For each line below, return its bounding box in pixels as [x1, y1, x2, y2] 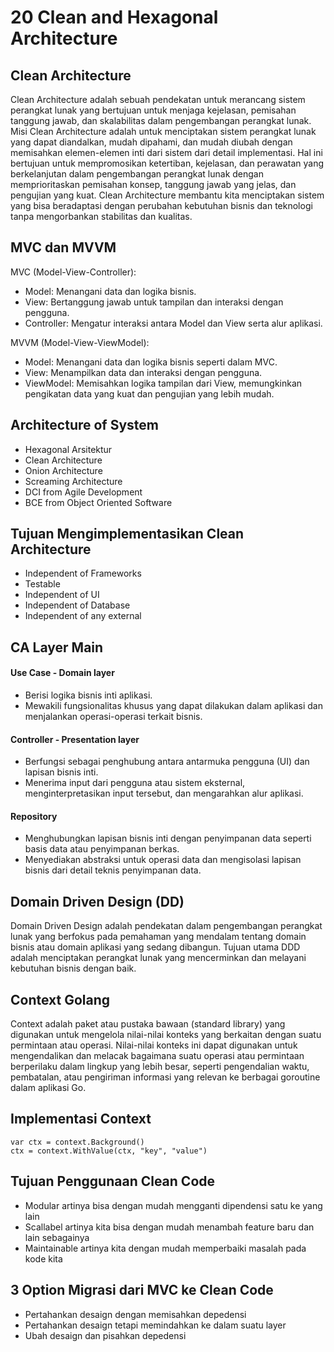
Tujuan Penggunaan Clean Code [10, 1173, 216, 1190]
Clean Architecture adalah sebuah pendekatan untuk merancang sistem [10, 94, 306, 105]
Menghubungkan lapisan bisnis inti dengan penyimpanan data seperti [24, 832, 312, 845]
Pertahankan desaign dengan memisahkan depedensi [24, 1308, 247, 1320]
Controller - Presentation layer [10, 733, 140, 745]
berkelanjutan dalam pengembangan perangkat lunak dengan [10, 168, 265, 180]
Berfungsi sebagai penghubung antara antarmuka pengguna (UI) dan [24, 756, 310, 768]
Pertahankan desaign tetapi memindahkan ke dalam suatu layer [24, 1319, 287, 1331]
